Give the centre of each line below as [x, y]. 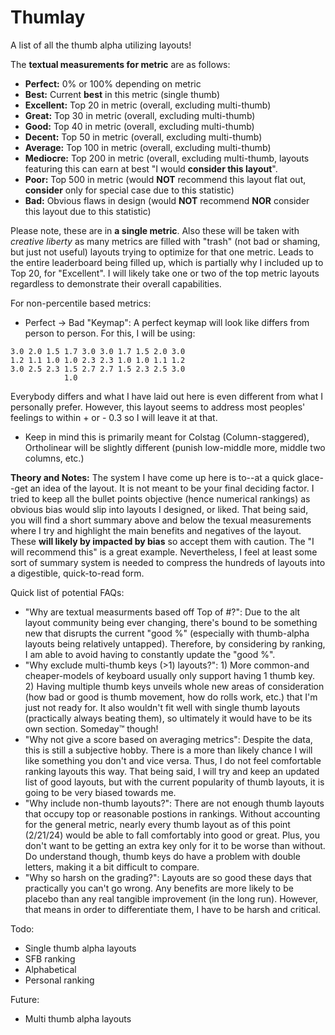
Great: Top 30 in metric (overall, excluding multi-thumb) [140, 115]
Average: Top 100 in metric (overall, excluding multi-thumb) [148, 147]
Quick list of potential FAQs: [67, 592]
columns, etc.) [54, 458]
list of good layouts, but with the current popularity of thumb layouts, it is [174, 782]
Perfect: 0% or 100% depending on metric [113, 83]
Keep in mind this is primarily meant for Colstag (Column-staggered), [167, 437]
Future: [25, 999]
